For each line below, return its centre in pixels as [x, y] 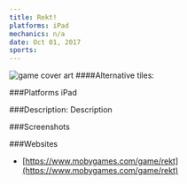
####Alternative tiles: [115, 75]
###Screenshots [40, 127]
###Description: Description [61, 110]
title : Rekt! [33, 17]
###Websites [34, 144]
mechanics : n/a [37, 34]
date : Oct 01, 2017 [45, 42]
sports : [23, 50]
